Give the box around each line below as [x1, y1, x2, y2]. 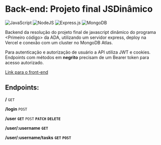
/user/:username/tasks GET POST [5, 134, 71, 141]
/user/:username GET [5, 125, 48, 131]
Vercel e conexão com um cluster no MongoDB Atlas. [5, 39, 113, 45]
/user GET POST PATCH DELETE [5, 116, 61, 121]
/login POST [5, 106, 27, 112]
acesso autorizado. [5, 59, 44, 65]
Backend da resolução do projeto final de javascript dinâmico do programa [5, 29, 156, 35]
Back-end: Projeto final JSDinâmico [5, 3, 153, 15]
